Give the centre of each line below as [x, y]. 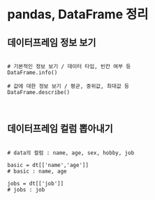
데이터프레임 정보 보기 [52, 42]
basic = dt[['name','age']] [48, 165]
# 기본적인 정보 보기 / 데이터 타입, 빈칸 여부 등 [69, 67]
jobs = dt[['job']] [36, 183]
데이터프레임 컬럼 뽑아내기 [60, 129]
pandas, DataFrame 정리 [78, 14]
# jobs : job [26, 189]
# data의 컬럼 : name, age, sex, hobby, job [71, 153]
